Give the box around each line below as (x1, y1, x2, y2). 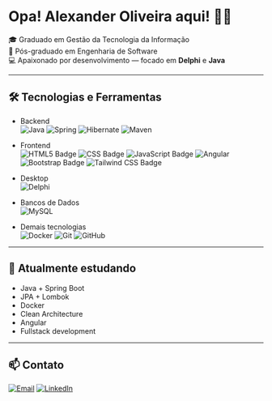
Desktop (19, 173, 49, 183)
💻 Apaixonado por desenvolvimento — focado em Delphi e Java (8, 55, 225, 65)
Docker (19, 300, 45, 310)
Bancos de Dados (19, 198, 79, 207)
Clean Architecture (19, 309, 83, 318)
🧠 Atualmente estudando (8, 262, 136, 275)
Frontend (19, 140, 51, 150)
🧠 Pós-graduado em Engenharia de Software (8, 46, 158, 56)
